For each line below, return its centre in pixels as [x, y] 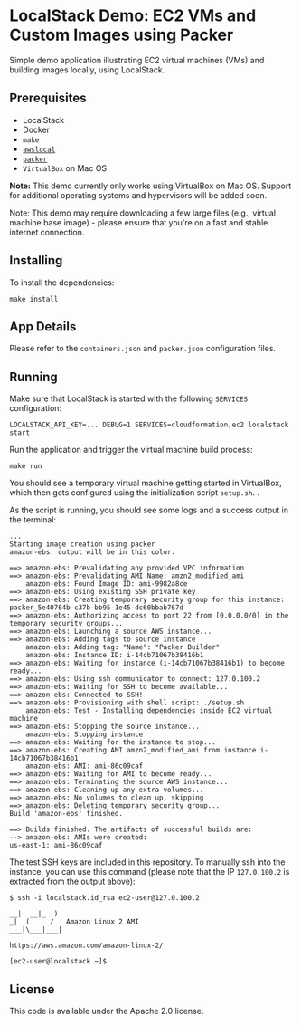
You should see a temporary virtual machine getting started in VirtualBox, [146, 483]
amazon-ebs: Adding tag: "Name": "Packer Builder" [123, 647]
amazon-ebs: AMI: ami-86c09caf [85, 766]
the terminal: [33, 520]
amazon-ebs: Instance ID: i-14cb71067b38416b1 [115, 656]
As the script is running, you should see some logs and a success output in [149, 510]
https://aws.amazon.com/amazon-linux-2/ [87, 946]
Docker [36, 129]
